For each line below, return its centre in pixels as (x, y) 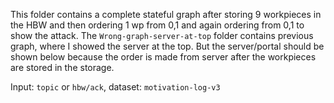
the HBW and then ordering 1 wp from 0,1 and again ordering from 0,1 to (157, 25)
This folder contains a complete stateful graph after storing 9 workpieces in (166, 14)
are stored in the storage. (62, 67)
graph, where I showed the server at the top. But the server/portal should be (167, 46)
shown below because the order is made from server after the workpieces (163, 57)
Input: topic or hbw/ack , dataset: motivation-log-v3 (115, 87)
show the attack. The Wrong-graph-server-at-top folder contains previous (162, 35)
